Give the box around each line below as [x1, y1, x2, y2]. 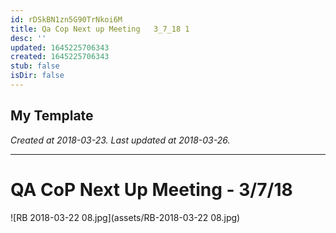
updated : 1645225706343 [10, 42, 110, 53]
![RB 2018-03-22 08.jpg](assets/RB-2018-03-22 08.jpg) [10, 211, 241, 223]
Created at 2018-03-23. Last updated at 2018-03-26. [10, 134, 231, 146]
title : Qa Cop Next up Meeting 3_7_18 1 [10, 24, 190, 34]
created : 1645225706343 [10, 52, 110, 62]
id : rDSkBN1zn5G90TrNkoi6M [10, 14, 123, 25]
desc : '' [10, 33, 47, 43]
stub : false [10, 61, 60, 71]
